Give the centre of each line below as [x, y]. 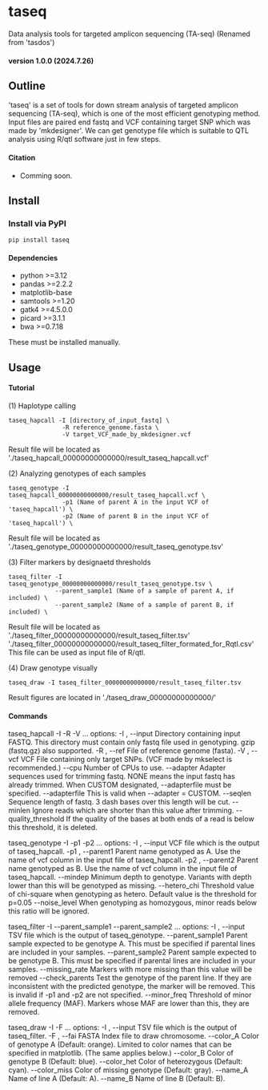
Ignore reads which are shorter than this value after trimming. [133, 810]
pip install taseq [39, 240]
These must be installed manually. [64, 342]
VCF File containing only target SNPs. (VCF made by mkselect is [126, 760]
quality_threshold [36, 819]
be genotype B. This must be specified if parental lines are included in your [132, 961]
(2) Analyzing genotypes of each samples [77, 474]
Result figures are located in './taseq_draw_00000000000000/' [112, 698]
